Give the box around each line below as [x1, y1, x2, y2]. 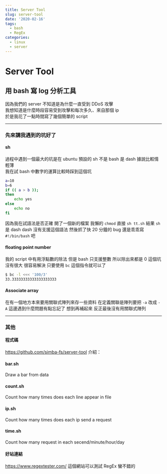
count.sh [5, 383, 24, 389]
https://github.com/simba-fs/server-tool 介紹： [5, 349, 101, 355]
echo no [14, 206, 30, 211]
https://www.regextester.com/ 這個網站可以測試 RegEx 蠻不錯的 [5, 463, 136, 469]
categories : [5, 35, 30, 40]
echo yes [14, 197, 32, 202]
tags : [5, 21, 16, 26]
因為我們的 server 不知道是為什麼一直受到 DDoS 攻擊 [5, 100, 113, 107]
